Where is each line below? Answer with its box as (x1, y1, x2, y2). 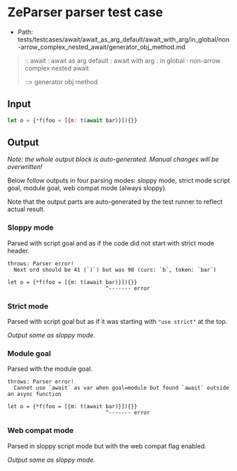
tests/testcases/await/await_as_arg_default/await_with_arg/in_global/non (17, 35, 230, 43)
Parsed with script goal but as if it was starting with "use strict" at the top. (7, 318, 228, 326)
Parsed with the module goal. (7, 365, 93, 373)
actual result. (7, 205, 45, 214)
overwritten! (7, 163, 42, 171)
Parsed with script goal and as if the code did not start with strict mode (7, 238, 214, 248)
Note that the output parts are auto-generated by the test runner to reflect (7, 197, 223, 206)
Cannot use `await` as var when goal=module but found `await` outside (13, 385, 230, 392)
